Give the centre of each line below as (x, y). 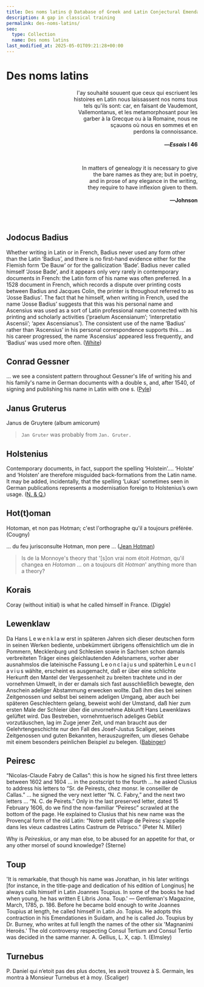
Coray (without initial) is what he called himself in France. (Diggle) (89, 605)
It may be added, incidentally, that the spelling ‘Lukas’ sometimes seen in (98, 481)
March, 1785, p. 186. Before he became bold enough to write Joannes (93, 905)
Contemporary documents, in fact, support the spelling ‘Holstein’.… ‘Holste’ (100, 469)
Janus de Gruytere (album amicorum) (53, 423)
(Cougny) (18, 534)
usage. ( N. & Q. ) (26, 494)
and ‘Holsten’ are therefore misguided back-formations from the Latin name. (102, 475)
